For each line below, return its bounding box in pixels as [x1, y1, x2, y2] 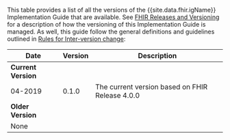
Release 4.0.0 [95, 91, 140, 100]
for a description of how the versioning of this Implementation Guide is [7, 20, 206, 28]
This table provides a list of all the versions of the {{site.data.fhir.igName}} [7, 6, 216, 14]
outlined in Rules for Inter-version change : [7, 35, 126, 43]
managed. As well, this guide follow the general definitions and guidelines [7, 27, 215, 36]
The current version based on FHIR [95, 82, 208, 92]
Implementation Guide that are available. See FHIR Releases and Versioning [7, 13, 220, 21]
